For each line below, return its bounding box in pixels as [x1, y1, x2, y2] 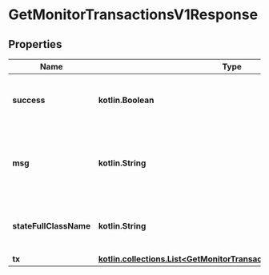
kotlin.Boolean [98, 94, 155, 106]
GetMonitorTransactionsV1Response [8, 6, 259, 24]
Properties [8, 38, 62, 51]
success [12, 94, 46, 106]
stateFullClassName [12, 221, 90, 231]
